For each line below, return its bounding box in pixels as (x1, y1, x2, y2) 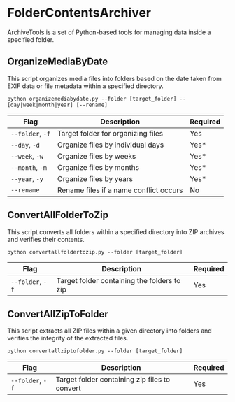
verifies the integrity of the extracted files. (7, 334, 129, 343)
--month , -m (10, 162, 48, 172)
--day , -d (10, 140, 40, 150)
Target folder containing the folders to (56, 275, 181, 285)
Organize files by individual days (57, 140, 164, 150)
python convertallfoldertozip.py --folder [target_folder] (7, 248, 183, 256)
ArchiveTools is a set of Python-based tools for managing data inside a (7, 28, 211, 36)
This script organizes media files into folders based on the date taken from (7, 74, 222, 82)
